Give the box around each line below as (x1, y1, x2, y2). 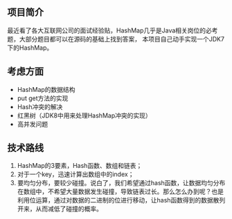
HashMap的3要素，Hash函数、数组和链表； (17, 162, 143, 170)
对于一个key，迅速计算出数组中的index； (17, 170, 134, 178)
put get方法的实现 (17, 94, 69, 102)
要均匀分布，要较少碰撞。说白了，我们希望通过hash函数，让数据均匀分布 (17, 179, 226, 187)
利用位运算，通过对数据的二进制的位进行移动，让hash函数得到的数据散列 (17, 196, 226, 204)
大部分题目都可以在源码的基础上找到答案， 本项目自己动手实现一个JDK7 (19, 35, 225, 43)
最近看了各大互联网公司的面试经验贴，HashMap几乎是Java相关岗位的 (7, 26, 206, 35)
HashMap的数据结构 (17, 85, 75, 93)
